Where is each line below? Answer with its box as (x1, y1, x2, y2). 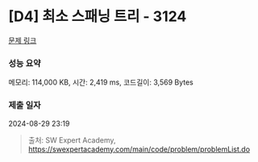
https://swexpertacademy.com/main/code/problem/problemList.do (27, 144, 251, 154)
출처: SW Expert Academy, (27, 135, 116, 145)
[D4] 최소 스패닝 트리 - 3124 (8, 7, 187, 26)
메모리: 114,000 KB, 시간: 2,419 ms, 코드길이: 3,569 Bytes (8, 77, 193, 87)
